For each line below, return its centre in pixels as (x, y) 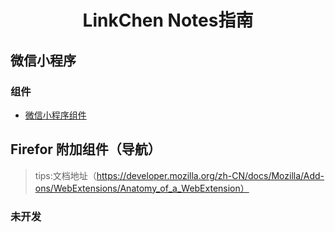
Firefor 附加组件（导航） (86, 149)
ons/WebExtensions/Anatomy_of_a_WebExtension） (142, 188)
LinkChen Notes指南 (168, 20)
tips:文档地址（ (65, 175)
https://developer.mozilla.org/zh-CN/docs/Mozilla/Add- (210, 175)
